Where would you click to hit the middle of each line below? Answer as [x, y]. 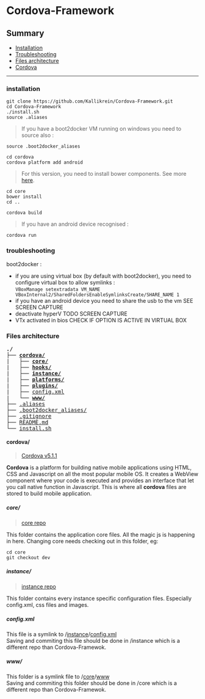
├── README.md [27, 422]
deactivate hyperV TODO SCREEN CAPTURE [71, 313]
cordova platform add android [45, 162]
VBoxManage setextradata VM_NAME [58, 289]
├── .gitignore [29, 416]
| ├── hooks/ [29, 367]
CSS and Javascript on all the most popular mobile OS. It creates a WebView [103, 474]
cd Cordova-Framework [34, 107]
